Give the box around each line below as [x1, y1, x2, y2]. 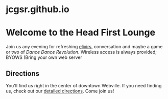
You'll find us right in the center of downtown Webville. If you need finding [6, 82, 162, 88]
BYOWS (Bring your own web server [6, 54, 82, 60]
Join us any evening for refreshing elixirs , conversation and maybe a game [6, 44, 163, 50]
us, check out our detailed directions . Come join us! [6, 88, 114, 94]
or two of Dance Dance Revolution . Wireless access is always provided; [6, 49, 157, 55]
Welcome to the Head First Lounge [6, 27, 155, 39]
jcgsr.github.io [6, 4, 69, 15]
